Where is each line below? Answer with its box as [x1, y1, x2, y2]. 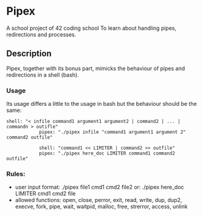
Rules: [6, 169, 26, 178]
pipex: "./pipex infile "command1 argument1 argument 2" [38, 129, 187, 135]
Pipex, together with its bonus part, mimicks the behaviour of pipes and [6, 64, 185, 72]
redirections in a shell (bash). [6, 71, 79, 78]
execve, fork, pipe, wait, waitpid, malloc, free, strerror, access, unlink [15, 203, 188, 211]
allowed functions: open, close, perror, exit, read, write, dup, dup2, [15, 197, 182, 204]
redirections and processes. [6, 30, 77, 38]
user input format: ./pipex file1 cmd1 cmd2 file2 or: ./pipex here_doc [15, 184, 184, 191]
